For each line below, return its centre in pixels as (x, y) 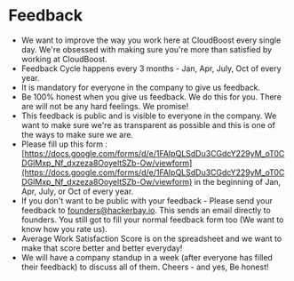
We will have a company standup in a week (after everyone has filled (147, 257)
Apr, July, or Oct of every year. (77, 191)
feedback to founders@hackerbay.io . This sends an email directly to (146, 210)
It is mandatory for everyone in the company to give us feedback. (141, 87)
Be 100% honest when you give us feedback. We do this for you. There (151, 96)
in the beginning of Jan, (238, 181)
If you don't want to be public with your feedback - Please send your (147, 200)
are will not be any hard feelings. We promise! (105, 106)
